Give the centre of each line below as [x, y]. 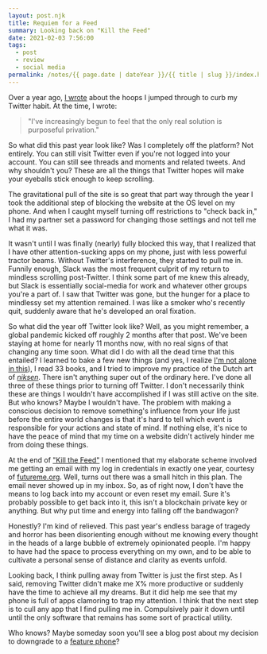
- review [30, 60]
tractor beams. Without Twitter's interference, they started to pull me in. [126, 260]
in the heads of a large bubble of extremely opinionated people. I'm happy [130, 543]
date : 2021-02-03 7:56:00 [51, 38]
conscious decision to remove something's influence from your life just [124, 411]
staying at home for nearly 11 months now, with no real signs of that [118, 343]
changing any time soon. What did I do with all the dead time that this [121, 351]
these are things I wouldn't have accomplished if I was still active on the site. [133, 393]
